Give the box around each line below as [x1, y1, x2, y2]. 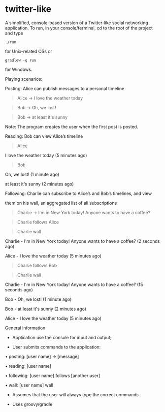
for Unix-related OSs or [5, 48, 53, 54]
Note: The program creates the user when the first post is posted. [5, 124, 138, 129]
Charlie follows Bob [17, 262, 57, 268]
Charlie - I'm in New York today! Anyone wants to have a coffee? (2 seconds [5, 238, 160, 244]
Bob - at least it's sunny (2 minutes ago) [5, 306, 87, 312]
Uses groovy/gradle [12, 401, 53, 407]
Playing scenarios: [5, 76, 43, 82]
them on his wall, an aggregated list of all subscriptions [5, 200, 117, 206]
